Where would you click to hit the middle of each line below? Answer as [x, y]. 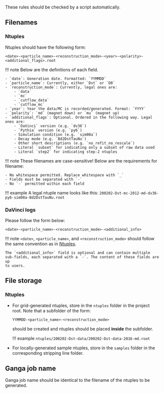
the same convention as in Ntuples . [41, 244]
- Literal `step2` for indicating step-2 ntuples [66, 152]
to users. [15, 266]
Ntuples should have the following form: [45, 47]
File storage [24, 281]
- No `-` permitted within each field [45, 184]
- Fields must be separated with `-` [44, 179]
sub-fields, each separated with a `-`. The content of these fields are [82, 257]
